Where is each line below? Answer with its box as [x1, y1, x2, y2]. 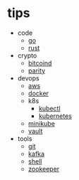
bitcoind [28, 58, 52, 67]
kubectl [38, 104, 61, 112]
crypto [17, 51, 37, 60]
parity [28, 66, 46, 75]
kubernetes [38, 112, 73, 120]
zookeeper [28, 164, 60, 173]
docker [28, 89, 49, 97]
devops [17, 73, 40, 83]
